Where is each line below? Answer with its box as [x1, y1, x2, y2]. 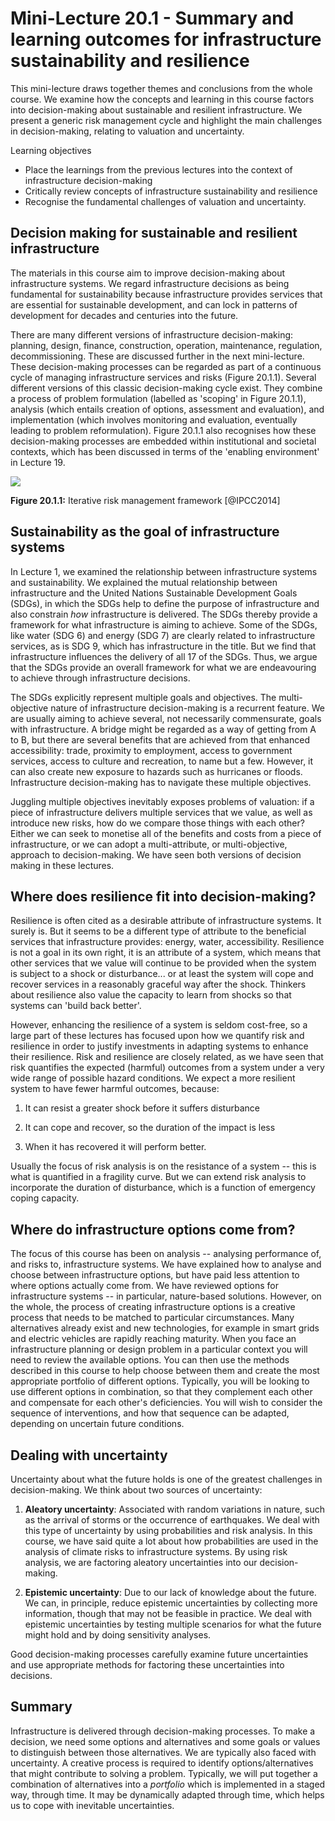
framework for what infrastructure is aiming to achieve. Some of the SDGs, [10, 618, 318, 631]
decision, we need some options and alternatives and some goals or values [10, 1735, 321, 1747]
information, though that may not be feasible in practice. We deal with [24, 1608, 313, 1619]
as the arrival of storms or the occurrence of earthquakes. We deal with [24, 1514, 320, 1526]
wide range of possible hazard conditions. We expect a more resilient [10, 1072, 296, 1084]
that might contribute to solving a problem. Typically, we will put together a [10, 1767, 318, 1779]
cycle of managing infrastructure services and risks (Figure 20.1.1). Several [10, 371, 317, 383]
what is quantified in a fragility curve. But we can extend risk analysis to [10, 1171, 307, 1183]
